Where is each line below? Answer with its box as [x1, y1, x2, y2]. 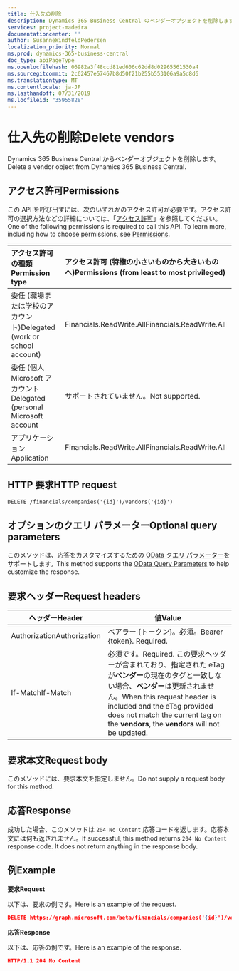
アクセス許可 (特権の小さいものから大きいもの [65, 257, 219, 267]
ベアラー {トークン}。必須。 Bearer [107, 627, 223, 637]
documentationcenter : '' [7, 30, 81, 38]
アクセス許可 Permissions [7, 185, 119, 197]
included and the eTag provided [107, 702, 213, 711]
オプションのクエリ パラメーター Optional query [7, 519, 218, 531]
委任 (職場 [11, 290, 45, 300]
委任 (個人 [11, 362, 45, 372]
